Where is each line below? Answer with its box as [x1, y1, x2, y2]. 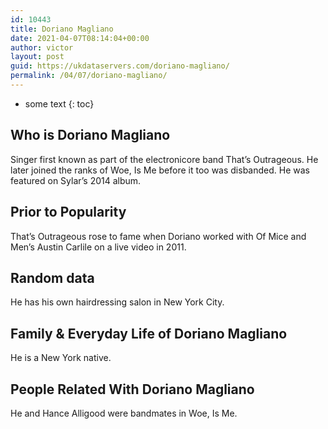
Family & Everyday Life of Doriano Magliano [10, 325, 288, 342]
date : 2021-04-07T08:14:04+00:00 [10, 33, 150, 43]
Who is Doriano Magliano [10, 127, 171, 144]
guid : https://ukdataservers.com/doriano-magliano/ [10, 61, 230, 71]
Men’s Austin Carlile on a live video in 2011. [10, 241, 187, 253]
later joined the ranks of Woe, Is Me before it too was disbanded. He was [10, 164, 310, 176]
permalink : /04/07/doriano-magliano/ [10, 71, 168, 81]
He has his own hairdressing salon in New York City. [10, 296, 225, 308]
